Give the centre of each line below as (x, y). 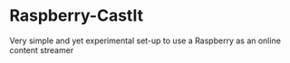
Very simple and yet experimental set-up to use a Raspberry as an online (145, 40)
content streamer (42, 49)
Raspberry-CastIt (76, 16)
